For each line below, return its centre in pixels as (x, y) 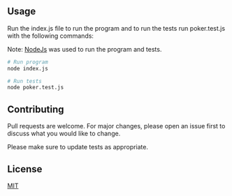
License (25, 169)
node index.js (28, 68)
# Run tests (24, 81)
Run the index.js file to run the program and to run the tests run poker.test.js (116, 28)
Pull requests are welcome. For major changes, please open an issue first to (116, 126)
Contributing (36, 109)
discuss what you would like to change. (64, 134)
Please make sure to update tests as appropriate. (78, 147)
